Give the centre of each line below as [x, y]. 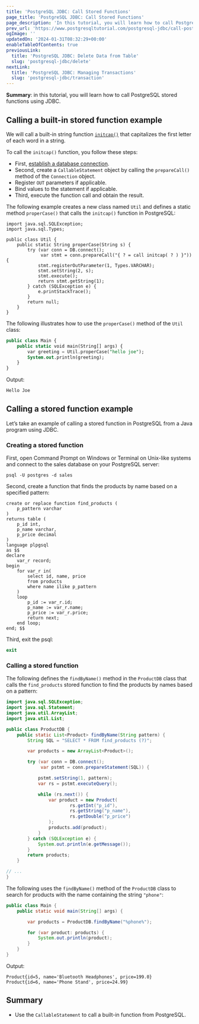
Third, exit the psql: [30, 639]
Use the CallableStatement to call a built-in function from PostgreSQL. [100, 1014]
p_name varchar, [37, 530]
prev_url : [18, 28]
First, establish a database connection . [62, 164]
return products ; [49, 855]
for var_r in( [34, 571]
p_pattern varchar [39, 509]
